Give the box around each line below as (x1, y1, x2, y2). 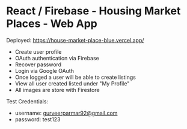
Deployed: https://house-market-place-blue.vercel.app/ (6, 36, 144, 44)
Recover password (14, 61, 62, 68)
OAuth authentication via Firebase (14, 54, 99, 62)
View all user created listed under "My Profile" (14, 79, 130, 87)
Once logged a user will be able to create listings (14, 73, 136, 81)
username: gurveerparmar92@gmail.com (14, 109, 118, 116)
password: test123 (14, 115, 61, 123)
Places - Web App (6, 17, 98, 30)
